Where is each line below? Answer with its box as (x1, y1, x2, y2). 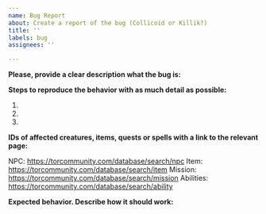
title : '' (8, 26, 41, 34)
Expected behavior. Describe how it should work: (8, 197, 174, 207)
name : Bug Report (8, 11, 66, 20)
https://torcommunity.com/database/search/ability (8, 182, 173, 191)
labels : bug (8, 33, 48, 42)
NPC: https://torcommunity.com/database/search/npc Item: (8, 156, 203, 166)
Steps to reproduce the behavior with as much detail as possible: (8, 85, 227, 95)
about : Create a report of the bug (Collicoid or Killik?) (8, 19, 208, 27)
